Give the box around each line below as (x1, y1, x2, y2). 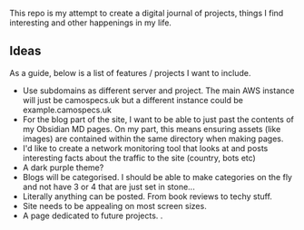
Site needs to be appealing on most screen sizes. (22, 200, 207, 211)
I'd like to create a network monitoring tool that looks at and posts (22, 142, 269, 153)
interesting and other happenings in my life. (9, 17, 172, 28)
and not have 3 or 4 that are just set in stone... (22, 181, 195, 192)
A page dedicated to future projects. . (22, 210, 163, 221)
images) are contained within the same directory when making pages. (22, 133, 284, 144)
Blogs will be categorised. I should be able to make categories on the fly (22, 171, 293, 182)
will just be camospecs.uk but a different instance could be (22, 94, 243, 105)
